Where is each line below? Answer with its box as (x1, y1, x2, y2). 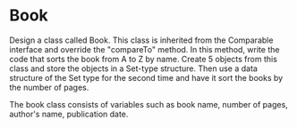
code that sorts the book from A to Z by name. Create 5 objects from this (9, 53, 277, 64)
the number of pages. (9, 82, 89, 92)
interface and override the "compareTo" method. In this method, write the (9, 44, 280, 54)
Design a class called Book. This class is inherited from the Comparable (9, 35, 274, 45)
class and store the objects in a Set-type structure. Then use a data (9, 63, 258, 74)
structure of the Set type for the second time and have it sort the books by (9, 72, 284, 83)
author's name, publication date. (9, 108, 129, 119)
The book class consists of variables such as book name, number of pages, (9, 99, 288, 109)
